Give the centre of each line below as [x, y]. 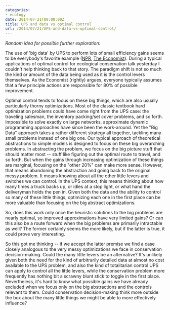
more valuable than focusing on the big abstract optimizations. [70, 203]
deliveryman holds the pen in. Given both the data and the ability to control [83, 192]
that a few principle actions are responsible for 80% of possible [72, 85]
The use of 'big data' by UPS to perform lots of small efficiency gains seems [85, 53]
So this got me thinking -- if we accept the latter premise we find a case [80, 244]
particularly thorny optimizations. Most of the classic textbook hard [75, 106]
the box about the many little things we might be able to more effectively [80, 298]
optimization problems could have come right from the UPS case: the [77, 111]
